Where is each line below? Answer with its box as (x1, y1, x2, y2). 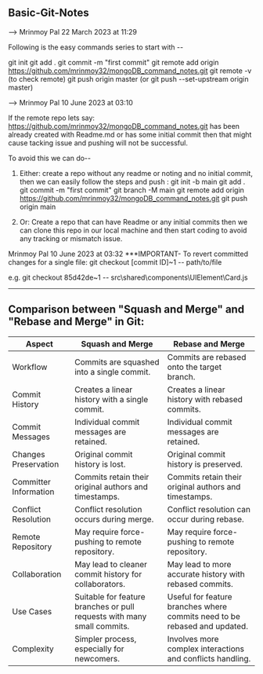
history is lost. (74, 459, 126, 470)
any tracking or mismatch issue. (19, 233, 123, 243)
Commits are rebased (167, 351, 247, 362)
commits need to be (167, 610, 240, 621)
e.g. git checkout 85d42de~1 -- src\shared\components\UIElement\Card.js (8, 273, 248, 282)
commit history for (74, 569, 142, 580)
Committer (12, 476, 51, 487)
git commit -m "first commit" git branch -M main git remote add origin (19, 185, 245, 195)
